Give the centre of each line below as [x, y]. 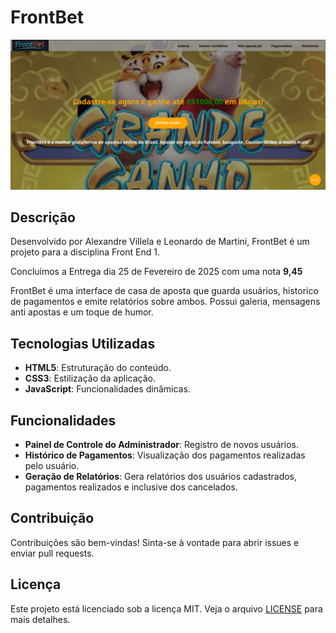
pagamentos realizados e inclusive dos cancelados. [131, 487]
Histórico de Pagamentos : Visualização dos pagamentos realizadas [165, 455]
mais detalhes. [40, 619]
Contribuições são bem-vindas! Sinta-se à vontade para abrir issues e [155, 542]
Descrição [43, 217]
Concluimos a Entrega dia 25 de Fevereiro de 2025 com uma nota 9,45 [156, 272]
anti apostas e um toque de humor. [82, 312]
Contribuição [52, 518]
